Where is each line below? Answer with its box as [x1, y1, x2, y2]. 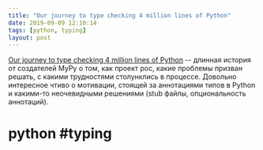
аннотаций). [8, 97, 49, 107]
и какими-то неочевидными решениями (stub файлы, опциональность [8, 88, 246, 99]
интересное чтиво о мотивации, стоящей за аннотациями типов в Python [8, 81, 256, 90]
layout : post [8, 33, 51, 42]
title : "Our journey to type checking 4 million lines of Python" [8, 11, 231, 20]
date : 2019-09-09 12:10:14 [8, 19, 97, 27]
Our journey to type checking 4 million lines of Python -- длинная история [8, 55, 251, 65]
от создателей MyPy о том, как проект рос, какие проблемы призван [8, 64, 243, 73]
